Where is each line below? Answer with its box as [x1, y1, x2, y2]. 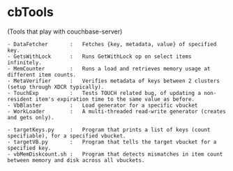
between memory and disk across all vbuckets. [7, 156, 145, 164]
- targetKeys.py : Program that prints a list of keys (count [7, 126, 211, 133]
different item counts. [7, 71, 77, 78]
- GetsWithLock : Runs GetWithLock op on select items [7, 53, 192, 60]
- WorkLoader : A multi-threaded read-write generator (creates [7, 107, 227, 115]
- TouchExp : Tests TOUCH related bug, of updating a [7, 89, 201, 96]
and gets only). [7, 114, 54, 121]
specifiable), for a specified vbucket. [7, 132, 127, 140]
